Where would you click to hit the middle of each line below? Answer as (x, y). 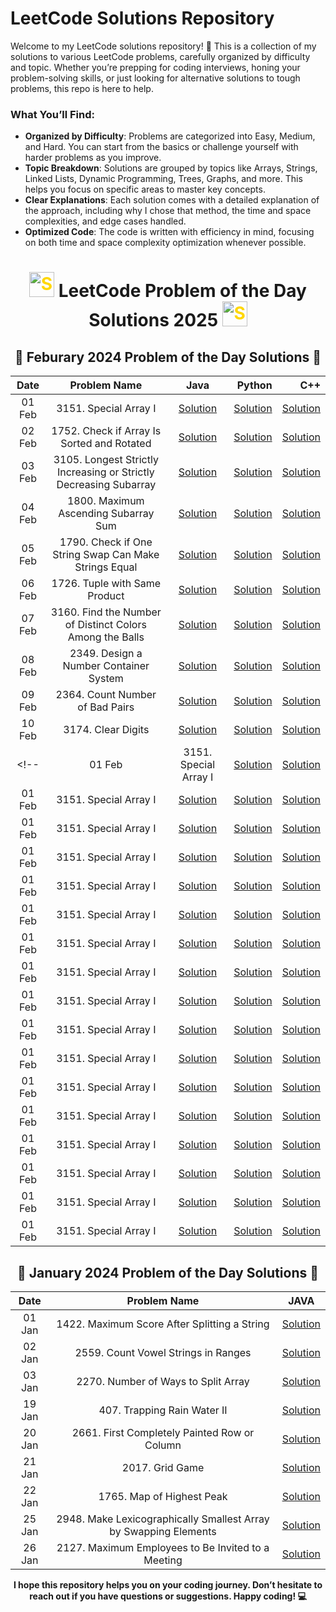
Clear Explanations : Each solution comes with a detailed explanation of (172, 200)
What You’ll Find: (52, 114)
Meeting (163, 1560)
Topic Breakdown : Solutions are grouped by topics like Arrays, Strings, (171, 168)
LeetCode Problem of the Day (182, 291)
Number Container (106, 666)
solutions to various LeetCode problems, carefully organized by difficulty (160, 56)
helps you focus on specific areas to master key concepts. (145, 189)
